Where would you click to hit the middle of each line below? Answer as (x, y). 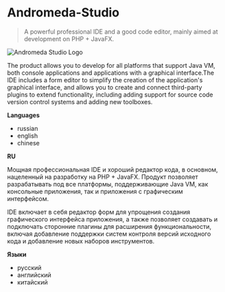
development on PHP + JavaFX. (69, 38)
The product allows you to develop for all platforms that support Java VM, (111, 65)
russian (27, 128)
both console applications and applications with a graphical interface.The (111, 73)
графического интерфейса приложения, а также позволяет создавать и (113, 219)
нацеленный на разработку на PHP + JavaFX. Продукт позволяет (103, 177)
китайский (32, 282)
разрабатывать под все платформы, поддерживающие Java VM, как (108, 184)
